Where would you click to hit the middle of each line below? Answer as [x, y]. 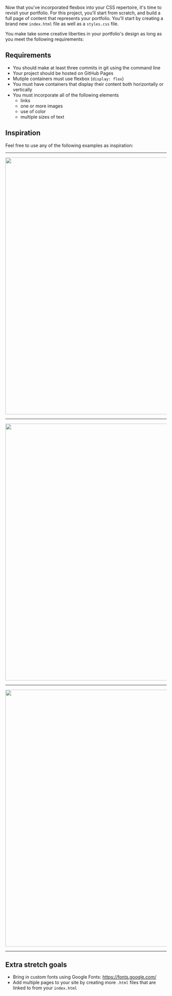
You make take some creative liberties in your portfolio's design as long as [84, 34]
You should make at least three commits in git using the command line [87, 68]
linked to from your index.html [45, 988]
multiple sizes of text [42, 117]
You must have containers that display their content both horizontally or [88, 84]
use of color [33, 111]
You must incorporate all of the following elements [66, 95]
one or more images [41, 106]
